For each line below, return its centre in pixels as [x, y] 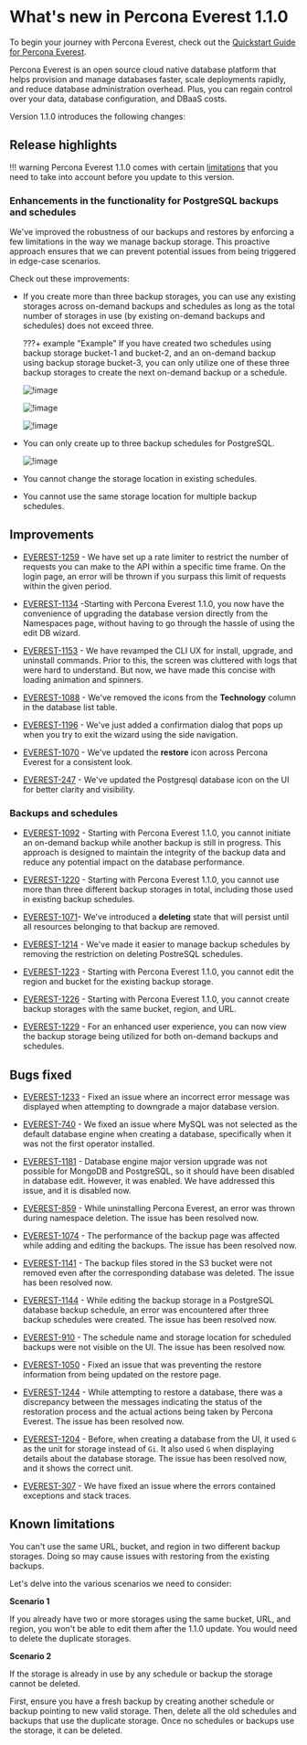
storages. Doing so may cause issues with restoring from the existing [139, 1556]
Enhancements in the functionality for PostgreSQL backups [144, 200]
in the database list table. [70, 707]
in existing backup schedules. [79, 899]
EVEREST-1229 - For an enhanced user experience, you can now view [155, 1027]
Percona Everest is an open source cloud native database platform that [143, 69]
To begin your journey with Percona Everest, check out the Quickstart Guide [153, 42]
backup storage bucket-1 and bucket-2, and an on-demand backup [149, 353]
